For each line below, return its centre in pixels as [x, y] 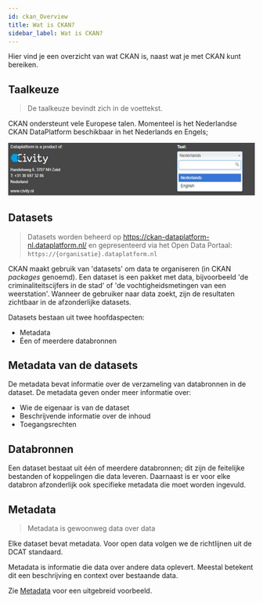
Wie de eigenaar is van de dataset [74, 407]
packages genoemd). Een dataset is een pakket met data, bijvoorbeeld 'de [128, 277]
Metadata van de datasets [73, 365]
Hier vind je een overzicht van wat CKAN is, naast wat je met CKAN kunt [124, 57]
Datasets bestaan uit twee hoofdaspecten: [76, 317]
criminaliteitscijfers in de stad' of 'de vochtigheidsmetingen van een [117, 285]
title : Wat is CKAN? [42, 25]
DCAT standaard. [36, 552]
